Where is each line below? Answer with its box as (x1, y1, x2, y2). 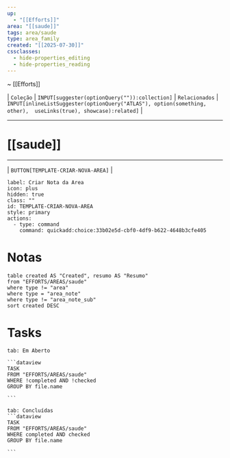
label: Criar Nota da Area (7, 179, 84, 186)
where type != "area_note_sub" (7, 296, 97, 303)
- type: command (13, 220, 60, 228)
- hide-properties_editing (13, 55, 90, 62)
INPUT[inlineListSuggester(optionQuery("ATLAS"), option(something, (7, 100, 207, 107)
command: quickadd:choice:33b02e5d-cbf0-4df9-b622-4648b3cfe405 (19, 227, 207, 233)
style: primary (7, 209, 51, 216)
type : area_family (7, 36, 60, 42)
